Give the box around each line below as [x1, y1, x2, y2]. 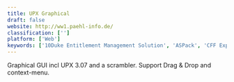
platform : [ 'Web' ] [7, 36, 61, 43]
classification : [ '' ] [7, 29, 70, 37]
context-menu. [7, 68, 50, 76]
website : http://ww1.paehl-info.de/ [7, 23, 114, 30]
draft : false [7, 17, 45, 23]
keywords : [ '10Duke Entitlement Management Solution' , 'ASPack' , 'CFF [7, 42, 217, 49]
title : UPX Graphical [7, 10, 70, 17]
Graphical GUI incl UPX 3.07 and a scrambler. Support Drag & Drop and [7, 61, 211, 69]
